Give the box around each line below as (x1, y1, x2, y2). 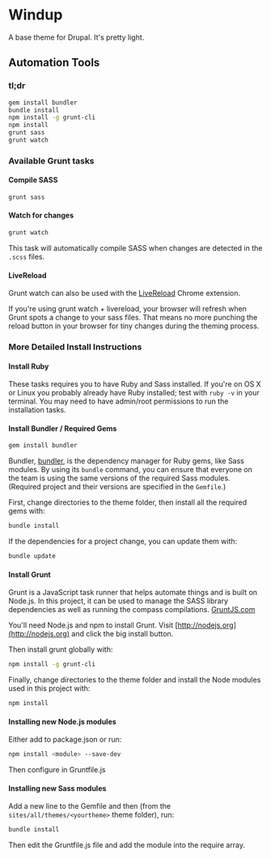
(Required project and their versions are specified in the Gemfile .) (8, 482, 227, 492)
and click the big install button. (71, 629, 174, 639)
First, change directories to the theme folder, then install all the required (8, 497, 248, 507)
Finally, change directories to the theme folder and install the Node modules (8, 675, 261, 685)
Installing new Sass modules (8, 783, 107, 793)
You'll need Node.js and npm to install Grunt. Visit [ (8, 620, 178, 630)
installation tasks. (8, 405, 66, 415)
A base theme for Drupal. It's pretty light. (8, 32, 145, 42)
